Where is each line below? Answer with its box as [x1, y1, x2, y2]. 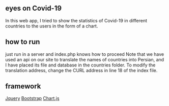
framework [5, 82, 41, 91]
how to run [5, 38, 40, 46]
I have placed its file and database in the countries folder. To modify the [5, 62, 156, 68]
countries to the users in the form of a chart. [5, 23, 98, 29]
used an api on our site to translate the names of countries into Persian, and [5, 56, 164, 62]
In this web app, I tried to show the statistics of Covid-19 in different [5, 17, 148, 23]
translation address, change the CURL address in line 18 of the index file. [5, 67, 158, 73]
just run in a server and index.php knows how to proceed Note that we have [5, 51, 164, 57]
